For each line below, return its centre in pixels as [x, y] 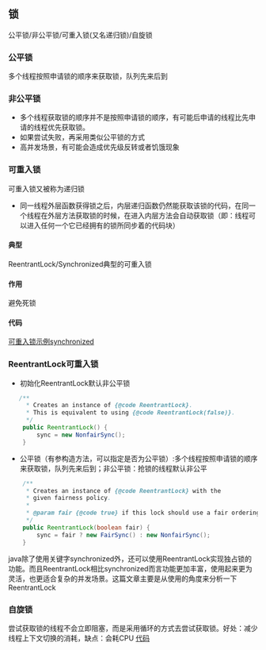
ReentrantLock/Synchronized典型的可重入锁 [80, 263]
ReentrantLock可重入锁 [53, 364]
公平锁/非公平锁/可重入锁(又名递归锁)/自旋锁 [80, 35]
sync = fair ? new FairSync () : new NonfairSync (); [124, 535]
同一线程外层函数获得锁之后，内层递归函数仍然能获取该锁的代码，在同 [134, 206]
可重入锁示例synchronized [51, 342]
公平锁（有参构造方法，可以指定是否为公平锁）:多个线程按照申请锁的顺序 [139, 458]
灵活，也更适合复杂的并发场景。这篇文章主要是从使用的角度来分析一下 [123, 579]
